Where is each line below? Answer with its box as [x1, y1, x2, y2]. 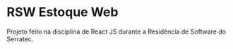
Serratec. [6, 34, 34, 43]
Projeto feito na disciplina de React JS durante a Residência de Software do [6, 27, 227, 36]
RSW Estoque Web [6, 4, 119, 20]
